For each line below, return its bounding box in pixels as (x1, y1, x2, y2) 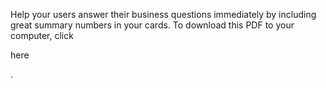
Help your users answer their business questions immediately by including (10, 9, 317, 20)
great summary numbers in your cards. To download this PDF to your (10, 19, 295, 31)
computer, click (10, 30, 74, 41)
